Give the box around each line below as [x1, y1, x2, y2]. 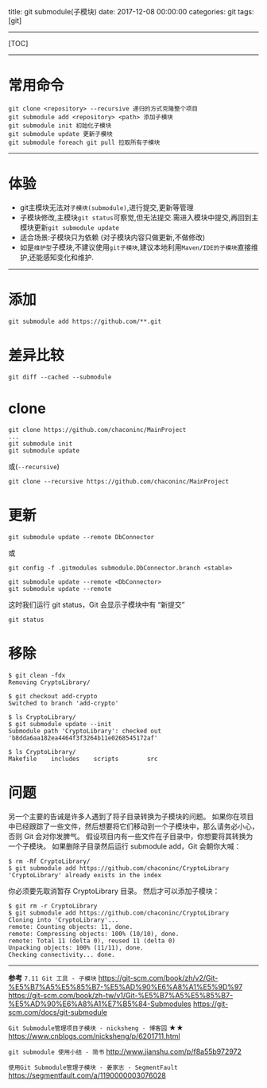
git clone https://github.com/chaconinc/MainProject [8, 425, 187, 433]
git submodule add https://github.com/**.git [8, 317, 161, 325]
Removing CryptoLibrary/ [8, 678, 91, 686]
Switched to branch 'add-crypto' [8, 699, 119, 707]
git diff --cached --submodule [8, 373, 112, 381]
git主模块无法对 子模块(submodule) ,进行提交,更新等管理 [19, 202, 194, 212]
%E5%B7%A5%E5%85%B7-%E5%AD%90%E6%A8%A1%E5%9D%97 [8, 981, 243, 992]
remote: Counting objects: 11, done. [8, 923, 133, 931]
